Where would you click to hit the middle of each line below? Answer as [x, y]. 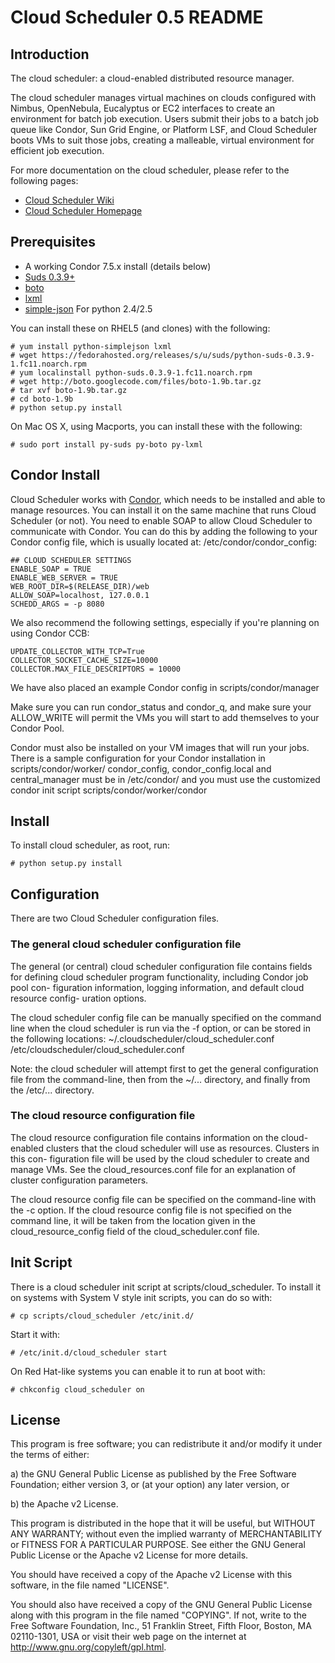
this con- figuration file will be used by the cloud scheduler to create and [160, 1158]
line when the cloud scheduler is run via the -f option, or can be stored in [160, 1028]
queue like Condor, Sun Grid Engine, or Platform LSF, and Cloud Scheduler [164, 129]
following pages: [44, 180]
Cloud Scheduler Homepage [83, 210]
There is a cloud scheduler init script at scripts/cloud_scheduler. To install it [166, 1287]
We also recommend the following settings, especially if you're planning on [165, 622]
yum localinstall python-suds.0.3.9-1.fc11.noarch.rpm [136, 372]
